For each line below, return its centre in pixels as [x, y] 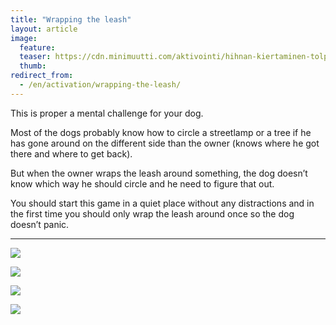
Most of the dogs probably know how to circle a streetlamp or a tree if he [161, 132]
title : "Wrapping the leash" [71, 19]
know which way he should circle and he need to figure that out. [142, 183]
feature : [37, 47]
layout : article [44, 29]
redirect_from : [42, 76]
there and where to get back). [71, 153]
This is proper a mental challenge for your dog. [107, 113]
